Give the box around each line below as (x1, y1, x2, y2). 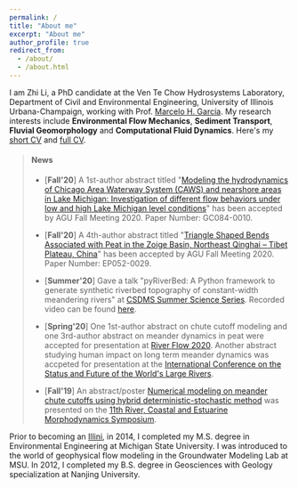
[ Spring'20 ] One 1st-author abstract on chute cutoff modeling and (44, 321, 287, 332)
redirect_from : (9, 46, 66, 55)
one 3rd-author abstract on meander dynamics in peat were (44, 330, 264, 341)
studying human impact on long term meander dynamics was (44, 349, 270, 361)
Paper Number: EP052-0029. (44, 258, 152, 269)
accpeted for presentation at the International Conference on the (44, 359, 282, 370)
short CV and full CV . (9, 134, 86, 145)
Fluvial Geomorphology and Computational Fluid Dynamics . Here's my (9, 125, 274, 135)
